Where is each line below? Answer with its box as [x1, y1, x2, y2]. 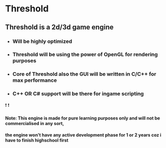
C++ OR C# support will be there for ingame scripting [12, 90, 144, 97]
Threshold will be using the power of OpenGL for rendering [12, 51, 158, 58]
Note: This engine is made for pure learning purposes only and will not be [5, 115, 161, 121]
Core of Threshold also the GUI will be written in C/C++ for [12, 71, 157, 78]
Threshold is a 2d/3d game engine [5, 23, 114, 31]
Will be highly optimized [12, 38, 72, 45]
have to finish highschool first [5, 137, 69, 143]
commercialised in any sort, [5, 121, 64, 127]
